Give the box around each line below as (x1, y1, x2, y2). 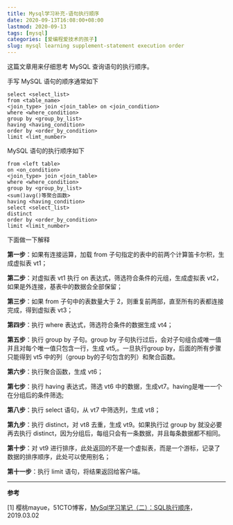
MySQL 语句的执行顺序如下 (7, 147, 85, 155)
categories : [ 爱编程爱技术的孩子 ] (7, 36, 98, 43)
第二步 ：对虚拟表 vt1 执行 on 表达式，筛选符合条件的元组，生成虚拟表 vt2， (7, 274, 223, 282)
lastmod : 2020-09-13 (7, 23, 67, 30)
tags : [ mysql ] (7, 29, 49, 37)
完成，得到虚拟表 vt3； (7, 306, 74, 314)
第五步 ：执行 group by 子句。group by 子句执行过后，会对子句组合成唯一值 (7, 335, 222, 344)
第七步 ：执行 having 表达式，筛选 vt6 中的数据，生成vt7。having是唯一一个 (7, 383, 223, 390)
